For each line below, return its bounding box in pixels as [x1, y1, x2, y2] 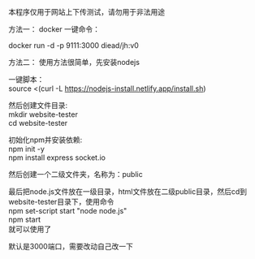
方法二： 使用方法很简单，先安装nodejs [8, 58, 140, 67]
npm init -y [8, 145, 45, 153]
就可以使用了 [8, 224, 51, 234]
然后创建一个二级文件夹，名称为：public [8, 170, 144, 179]
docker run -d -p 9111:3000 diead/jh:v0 [8, 41, 140, 50]
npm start [8, 214, 41, 224]
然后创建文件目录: [8, 101, 68, 110]
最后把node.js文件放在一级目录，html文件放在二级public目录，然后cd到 [8, 187, 248, 196]
